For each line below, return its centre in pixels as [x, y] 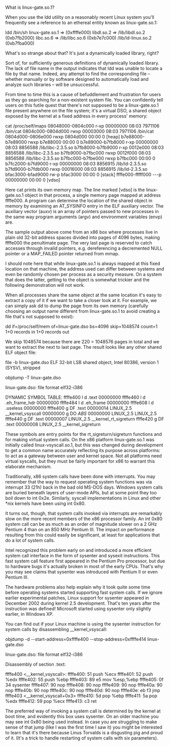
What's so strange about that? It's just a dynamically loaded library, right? [82, 53]
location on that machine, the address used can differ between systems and [85, 269]
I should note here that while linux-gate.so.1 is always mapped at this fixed [83, 263]
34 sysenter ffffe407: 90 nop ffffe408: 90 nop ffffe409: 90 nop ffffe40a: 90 [84, 685]
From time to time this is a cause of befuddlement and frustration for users [83, 94]
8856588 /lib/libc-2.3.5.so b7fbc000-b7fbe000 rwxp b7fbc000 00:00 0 [80, 158]
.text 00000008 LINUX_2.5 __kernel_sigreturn [53, 424]
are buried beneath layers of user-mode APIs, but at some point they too [81, 493]
